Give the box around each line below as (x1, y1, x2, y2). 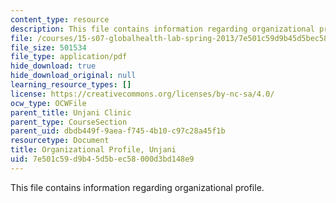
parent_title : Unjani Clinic (10, 107, 132, 118)
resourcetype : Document (10, 136, 110, 146)
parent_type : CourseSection (10, 117, 128, 127)
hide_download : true (10, 61, 97, 71)
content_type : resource (10, 14, 110, 25)
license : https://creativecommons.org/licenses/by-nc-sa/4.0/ (10, 89, 275, 99)
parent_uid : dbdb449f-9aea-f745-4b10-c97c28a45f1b (10, 126, 226, 136)
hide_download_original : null (10, 71, 137, 81)
